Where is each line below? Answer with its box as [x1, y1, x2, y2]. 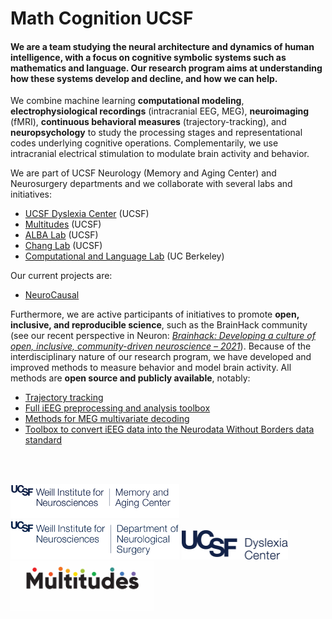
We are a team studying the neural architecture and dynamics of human [10, 40, 315, 52]
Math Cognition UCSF [10, 7, 194, 30]
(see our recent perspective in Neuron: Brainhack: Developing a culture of [10, 330, 316, 342]
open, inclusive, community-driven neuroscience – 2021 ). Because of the [10, 340, 312, 352]
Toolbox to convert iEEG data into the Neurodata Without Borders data [24, 423, 315, 436]
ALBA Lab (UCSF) [24, 229, 99, 241]
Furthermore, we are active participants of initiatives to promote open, [10, 308, 300, 321]
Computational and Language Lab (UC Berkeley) [24, 250, 225, 262]
